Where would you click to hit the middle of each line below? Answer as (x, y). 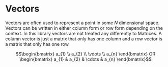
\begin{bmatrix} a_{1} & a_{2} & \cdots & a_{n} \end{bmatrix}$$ (86, 59)
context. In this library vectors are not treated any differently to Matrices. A (83, 33)
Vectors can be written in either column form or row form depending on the (84, 28)
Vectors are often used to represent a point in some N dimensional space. (82, 23)
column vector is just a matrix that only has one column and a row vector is (84, 39)
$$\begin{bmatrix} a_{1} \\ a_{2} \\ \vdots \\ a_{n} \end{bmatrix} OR (86, 54)
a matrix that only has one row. (37, 44)
